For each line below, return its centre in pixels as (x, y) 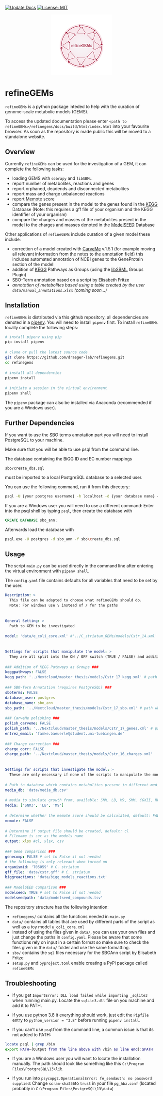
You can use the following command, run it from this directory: (67, 487)
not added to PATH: (32, 1034)
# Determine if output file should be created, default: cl (67, 831)
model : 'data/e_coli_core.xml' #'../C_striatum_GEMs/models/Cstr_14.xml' (81, 636)
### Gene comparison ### (30, 852)
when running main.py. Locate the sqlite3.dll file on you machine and (83, 1000)
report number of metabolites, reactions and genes (63, 183)
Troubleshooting (31, 983)
